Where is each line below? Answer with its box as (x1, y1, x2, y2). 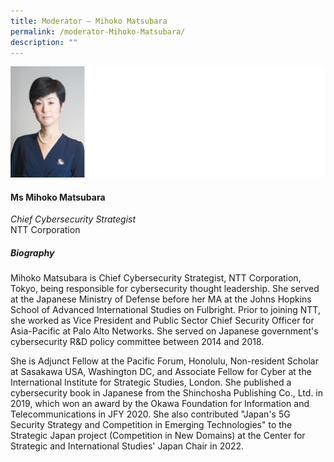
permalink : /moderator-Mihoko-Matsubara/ (10, 26, 186, 37)
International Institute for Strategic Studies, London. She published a (10, 376, 292, 389)
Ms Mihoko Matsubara (10, 191, 106, 203)
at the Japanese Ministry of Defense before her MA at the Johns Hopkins (10, 293, 312, 305)
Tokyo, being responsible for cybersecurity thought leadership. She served (10, 283, 320, 295)
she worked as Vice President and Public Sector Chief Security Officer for (10, 315, 315, 327)
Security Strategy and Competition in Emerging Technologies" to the (10, 419, 293, 431)
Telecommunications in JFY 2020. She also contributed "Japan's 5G (10, 408, 291, 420)
